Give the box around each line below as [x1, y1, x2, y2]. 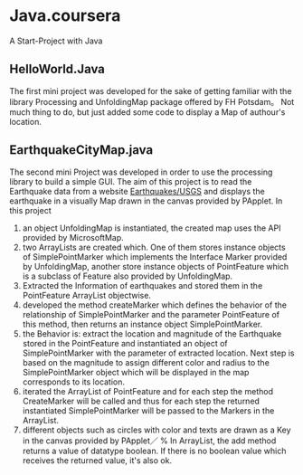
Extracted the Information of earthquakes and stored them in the [22, 280, 263, 290]
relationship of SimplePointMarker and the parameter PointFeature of [22, 309, 280, 319]
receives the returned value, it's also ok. [22, 454, 173, 466]
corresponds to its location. [22, 376, 125, 387]
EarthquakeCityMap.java [9, 142, 154, 158]
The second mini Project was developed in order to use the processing [9, 166, 273, 177]
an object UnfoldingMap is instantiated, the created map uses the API [22, 223, 281, 233]
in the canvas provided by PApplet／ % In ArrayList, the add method [22, 435, 277, 446]
